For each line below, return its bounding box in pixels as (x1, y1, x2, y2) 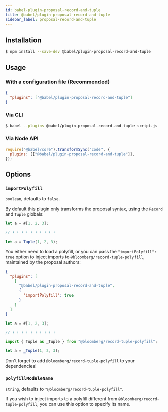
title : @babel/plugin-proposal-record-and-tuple (5, 12, 110, 17)
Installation (5, 36, 42, 44)
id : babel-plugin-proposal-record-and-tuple (5, 7, 101, 13)
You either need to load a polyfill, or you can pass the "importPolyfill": (5, 248, 157, 254)
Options (5, 170, 31, 179)
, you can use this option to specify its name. (37, 401, 131, 407)
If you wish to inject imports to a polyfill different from (5, 396, 118, 402)
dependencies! (5, 363, 37, 369)
